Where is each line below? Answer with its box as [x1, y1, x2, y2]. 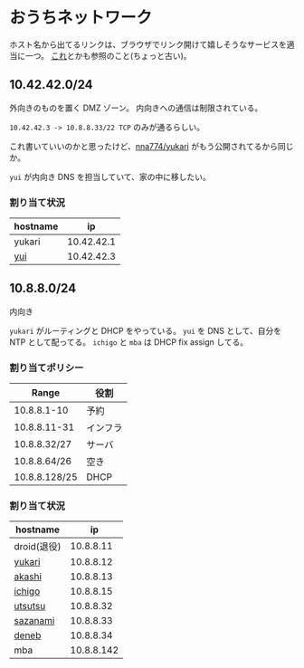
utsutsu [14, 600, 46, 613]
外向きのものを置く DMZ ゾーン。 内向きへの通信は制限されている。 [9, 102, 263, 113]
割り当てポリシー [9, 361, 84, 374]
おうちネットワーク [9, 7, 153, 28]
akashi [14, 570, 43, 583]
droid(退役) [14, 540, 62, 553]
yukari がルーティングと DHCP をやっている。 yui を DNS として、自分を [9, 325, 282, 336]
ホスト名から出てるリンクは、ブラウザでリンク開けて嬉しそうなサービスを [9, 39, 287, 50]
